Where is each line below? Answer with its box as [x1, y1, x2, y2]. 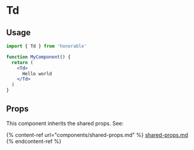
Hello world [22, 71, 52, 76]
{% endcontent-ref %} [6, 137, 62, 145]
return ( [11, 59, 34, 66]
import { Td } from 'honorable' [6, 43, 87, 49]
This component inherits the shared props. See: [6, 120, 124, 127]
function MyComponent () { [6, 54, 71, 60]
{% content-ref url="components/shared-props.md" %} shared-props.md [6, 131, 189, 138]
